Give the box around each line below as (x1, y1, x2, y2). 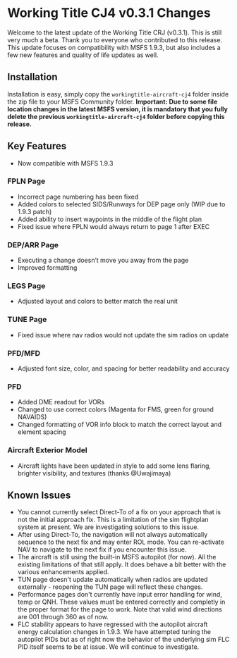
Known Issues (7, 490, 71, 502)
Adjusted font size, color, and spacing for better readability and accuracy (17, 364, 230, 373)
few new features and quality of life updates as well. (7, 51, 159, 59)
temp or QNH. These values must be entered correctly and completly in (17, 597, 226, 607)
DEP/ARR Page (7, 240, 59, 249)
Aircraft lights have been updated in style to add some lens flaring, (17, 461, 212, 470)
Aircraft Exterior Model (7, 445, 87, 455)
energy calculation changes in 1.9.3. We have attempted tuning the (17, 628, 212, 636)
